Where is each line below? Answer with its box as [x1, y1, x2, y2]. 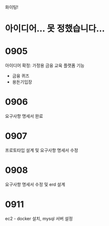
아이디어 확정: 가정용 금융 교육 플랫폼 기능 [5, 62, 85, 68]
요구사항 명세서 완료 [5, 113, 43, 119]
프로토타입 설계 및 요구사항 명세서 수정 [5, 147, 78, 153]
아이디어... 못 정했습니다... [5, 23, 105, 34]
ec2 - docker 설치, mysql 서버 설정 [5, 215, 73, 221]
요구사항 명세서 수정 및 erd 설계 [5, 181, 65, 187]
